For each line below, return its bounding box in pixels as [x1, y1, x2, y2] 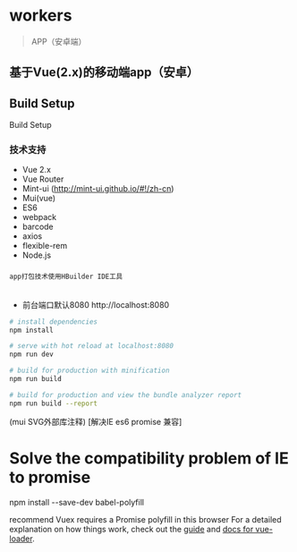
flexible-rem [21, 241, 68, 251]
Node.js [21, 250, 52, 260]
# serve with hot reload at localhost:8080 [9, 342, 174, 351]
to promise [9, 467, 91, 488]
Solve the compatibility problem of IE [9, 448, 289, 468]
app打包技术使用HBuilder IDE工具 [9, 272, 123, 282]
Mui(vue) [21, 193, 56, 204]
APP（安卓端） [30, 36, 87, 47]
